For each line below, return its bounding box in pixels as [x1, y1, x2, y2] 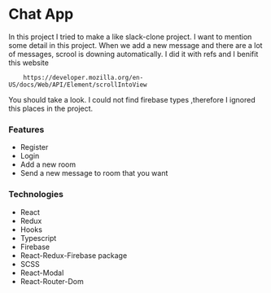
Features [8, 124, 45, 135]
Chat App [8, 5, 74, 24]
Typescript [20, 233, 57, 243]
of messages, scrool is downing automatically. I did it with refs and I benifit [8, 49, 259, 59]
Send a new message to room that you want [20, 168, 168, 178]
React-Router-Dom [20, 276, 84, 286]
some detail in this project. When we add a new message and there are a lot [8, 40, 263, 50]
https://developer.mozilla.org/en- [23, 73, 144, 81]
